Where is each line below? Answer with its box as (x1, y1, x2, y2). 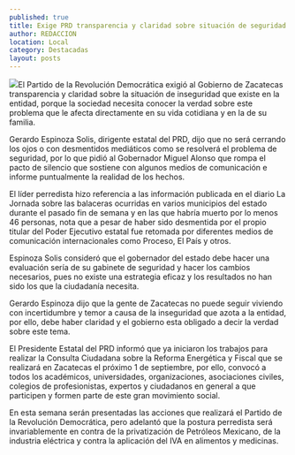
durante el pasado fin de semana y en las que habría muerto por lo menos (9, 208, 278, 217)
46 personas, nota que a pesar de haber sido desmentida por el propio (9, 217, 267, 227)
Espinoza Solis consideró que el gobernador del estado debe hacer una (9, 253, 270, 263)
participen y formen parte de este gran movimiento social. (9, 391, 221, 400)
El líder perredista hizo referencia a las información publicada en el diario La (9, 189, 285, 199)
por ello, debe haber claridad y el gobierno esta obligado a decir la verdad (9, 317, 279, 327)
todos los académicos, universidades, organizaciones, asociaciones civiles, (9, 372, 284, 382)
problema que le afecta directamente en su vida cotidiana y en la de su (9, 108, 268, 118)
